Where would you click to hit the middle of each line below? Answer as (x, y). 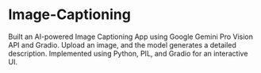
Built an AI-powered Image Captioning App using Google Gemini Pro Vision (131, 36)
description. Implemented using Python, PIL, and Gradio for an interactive (128, 53)
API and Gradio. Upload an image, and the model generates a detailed (122, 44)
